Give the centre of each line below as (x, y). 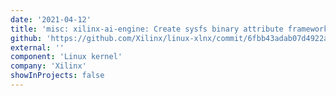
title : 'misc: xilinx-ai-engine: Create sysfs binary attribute (147, 29)
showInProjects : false (57, 76)
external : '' (37, 47)
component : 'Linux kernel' (66, 57)
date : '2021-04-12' (51, 19)
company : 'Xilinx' (48, 66)
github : (26, 38)
